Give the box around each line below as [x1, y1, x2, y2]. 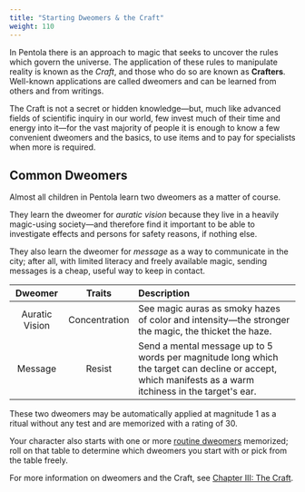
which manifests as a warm [137, 374, 254, 387]
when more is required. [9, 142, 96, 153]
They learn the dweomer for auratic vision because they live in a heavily [9, 210, 280, 221]
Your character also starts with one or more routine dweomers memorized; [9, 436, 289, 447]
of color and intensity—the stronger [137, 314, 290, 327]
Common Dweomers [9, 167, 128, 182]
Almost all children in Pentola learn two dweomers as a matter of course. [9, 192, 281, 202]
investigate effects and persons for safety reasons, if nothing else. [9, 229, 258, 240]
